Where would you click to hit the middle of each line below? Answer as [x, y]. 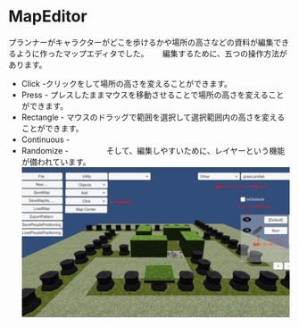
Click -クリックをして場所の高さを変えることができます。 [127, 83]
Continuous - [46, 139]
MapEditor [48, 17]
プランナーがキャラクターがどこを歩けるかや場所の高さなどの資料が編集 [141, 42]
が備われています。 [56, 162]
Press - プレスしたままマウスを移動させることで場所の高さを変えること [153, 95]
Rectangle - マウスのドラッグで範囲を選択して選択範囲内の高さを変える [153, 117]
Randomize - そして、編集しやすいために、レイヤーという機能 [153, 150]
